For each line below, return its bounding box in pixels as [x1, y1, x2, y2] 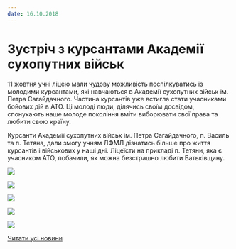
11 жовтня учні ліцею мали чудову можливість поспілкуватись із [7, 79, 203, 88]
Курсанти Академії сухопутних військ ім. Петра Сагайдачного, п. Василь [7, 131, 230, 139]
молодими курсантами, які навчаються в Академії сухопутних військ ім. [7, 87, 229, 96]
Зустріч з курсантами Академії [7, 40, 204, 57]
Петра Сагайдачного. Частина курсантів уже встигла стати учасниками [7, 94, 227, 103]
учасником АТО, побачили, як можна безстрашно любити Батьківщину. [7, 153, 225, 162]
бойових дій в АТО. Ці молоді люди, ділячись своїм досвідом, [7, 102, 195, 111]
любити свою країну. [7, 117, 71, 126]
